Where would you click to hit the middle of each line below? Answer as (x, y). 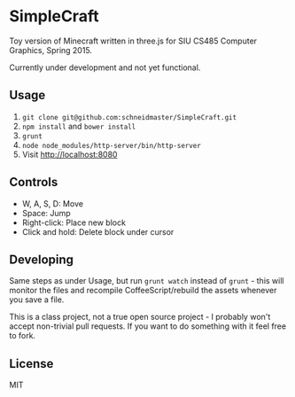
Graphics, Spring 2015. (51, 50)
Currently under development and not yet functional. (105, 67)
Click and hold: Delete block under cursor (98, 231)
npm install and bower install (79, 126)
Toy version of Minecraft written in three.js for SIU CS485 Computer (133, 41)
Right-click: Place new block (74, 222)
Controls (34, 182)
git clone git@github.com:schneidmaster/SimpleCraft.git (129, 117)
